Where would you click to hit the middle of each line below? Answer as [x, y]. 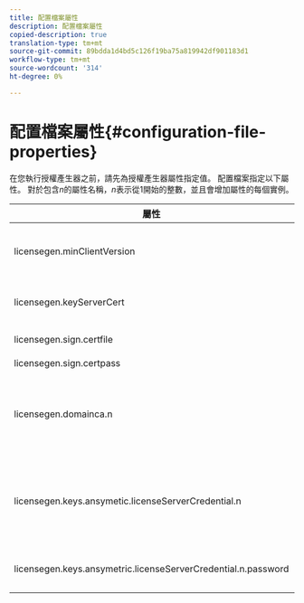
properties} [53, 151]
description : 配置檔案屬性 [56, 26]
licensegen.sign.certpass [67, 363]
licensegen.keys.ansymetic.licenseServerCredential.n [128, 501]
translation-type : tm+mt [56, 43]
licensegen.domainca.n [63, 414]
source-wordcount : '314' [56, 69]
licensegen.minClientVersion [75, 251]
